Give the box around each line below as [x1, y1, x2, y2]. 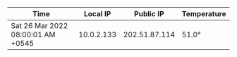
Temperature [181, 9, 226, 18]
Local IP [83, 9, 111, 18]
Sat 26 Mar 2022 [11, 21, 68, 30]
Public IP [133, 9, 164, 18]
